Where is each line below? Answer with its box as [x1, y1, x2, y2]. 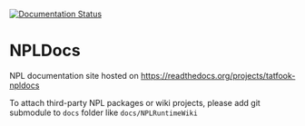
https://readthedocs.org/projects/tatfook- [140, 70, 296, 81]
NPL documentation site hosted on [9, 70, 139, 81]
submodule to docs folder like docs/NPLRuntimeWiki [9, 107, 198, 118]
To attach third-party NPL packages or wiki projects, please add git [9, 97, 261, 108]
